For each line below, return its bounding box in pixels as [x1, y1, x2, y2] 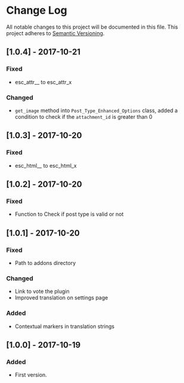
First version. [14, 371, 48, 379]
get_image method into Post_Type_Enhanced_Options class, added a [14, 107, 178, 114]
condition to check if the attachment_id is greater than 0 [14, 113, 153, 120]
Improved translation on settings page [14, 294, 108, 301]
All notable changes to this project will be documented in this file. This [6, 23, 179, 30]
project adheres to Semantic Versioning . [6, 29, 105, 36]
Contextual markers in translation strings [14, 323, 115, 330]
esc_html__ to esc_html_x [14, 162, 77, 169]
